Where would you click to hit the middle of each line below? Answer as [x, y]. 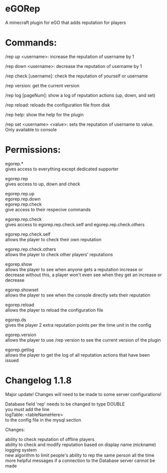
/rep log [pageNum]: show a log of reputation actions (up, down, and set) [80, 95]
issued [12, 360]
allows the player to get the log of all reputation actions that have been [78, 355]
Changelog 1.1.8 [39, 381]
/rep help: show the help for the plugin [44, 114]
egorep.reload [20, 305]
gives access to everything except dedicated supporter [62, 169]
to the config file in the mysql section [43, 420]
